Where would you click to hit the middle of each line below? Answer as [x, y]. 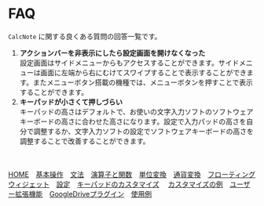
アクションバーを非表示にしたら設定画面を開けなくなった [112, 52]
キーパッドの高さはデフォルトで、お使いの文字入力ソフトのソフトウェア [136, 111]
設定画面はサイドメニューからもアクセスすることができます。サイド [129, 63]
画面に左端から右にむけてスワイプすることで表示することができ [144, 72]
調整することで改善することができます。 [84, 141]
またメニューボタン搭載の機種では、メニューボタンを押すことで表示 [143, 82]
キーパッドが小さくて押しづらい [71, 102]
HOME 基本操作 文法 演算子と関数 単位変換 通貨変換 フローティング [132, 174]
